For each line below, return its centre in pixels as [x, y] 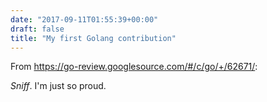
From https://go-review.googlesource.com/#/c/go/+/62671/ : [134, 67]
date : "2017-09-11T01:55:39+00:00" [84, 19]
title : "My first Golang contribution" [93, 38]
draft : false [37, 29]
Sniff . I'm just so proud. [58, 86]
